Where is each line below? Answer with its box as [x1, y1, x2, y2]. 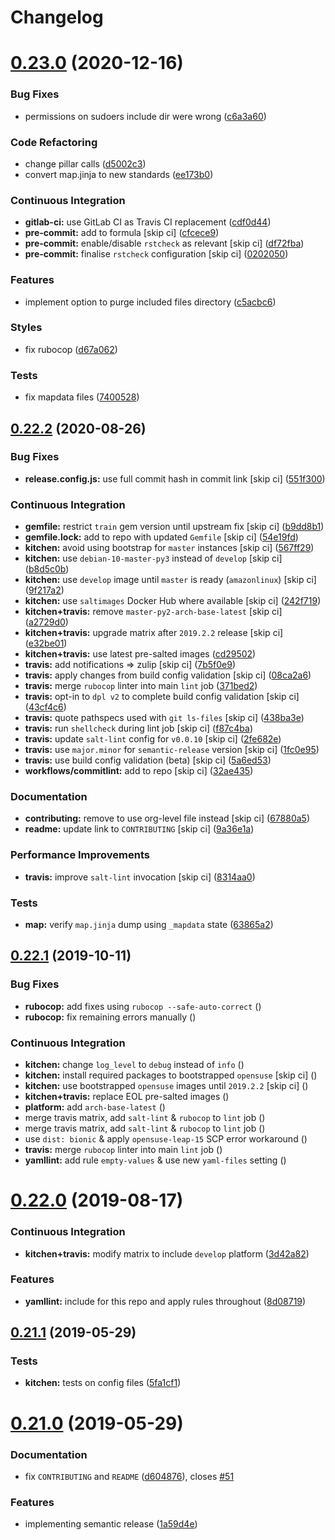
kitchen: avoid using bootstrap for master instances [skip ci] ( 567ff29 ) [24, 542, 315, 554]
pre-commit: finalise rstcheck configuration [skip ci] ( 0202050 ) [24, 248, 289, 260]
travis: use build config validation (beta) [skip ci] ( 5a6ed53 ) [24, 754, 272, 766]
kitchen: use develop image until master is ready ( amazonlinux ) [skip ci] [24, 574, 317, 586]
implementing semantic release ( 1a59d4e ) [24, 1518, 198, 1530]
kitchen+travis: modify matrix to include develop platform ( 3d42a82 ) [24, 1247, 310, 1260]
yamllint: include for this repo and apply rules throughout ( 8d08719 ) [24, 1295, 307, 1307]
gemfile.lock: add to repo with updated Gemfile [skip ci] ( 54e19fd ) [24, 531, 299, 543]
